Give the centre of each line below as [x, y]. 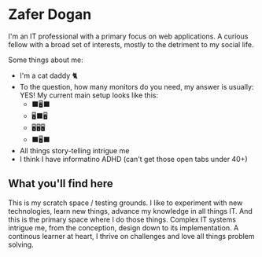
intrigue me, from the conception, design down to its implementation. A [124, 228]
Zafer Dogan [50, 15]
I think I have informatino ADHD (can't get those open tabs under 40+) [133, 159]
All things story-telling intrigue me [74, 150]
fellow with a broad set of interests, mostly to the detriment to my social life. [131, 44]
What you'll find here [61, 184]
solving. [21, 244]
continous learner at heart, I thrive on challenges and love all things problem [131, 236]
